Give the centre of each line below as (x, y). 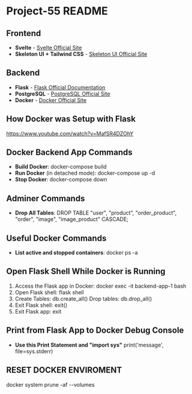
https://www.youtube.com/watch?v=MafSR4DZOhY (70, 133)
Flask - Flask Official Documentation (60, 87)
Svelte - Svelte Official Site (48, 47)
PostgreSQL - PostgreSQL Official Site (62, 94)
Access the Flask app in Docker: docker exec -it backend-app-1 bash (100, 286)
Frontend (24, 33)
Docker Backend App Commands (70, 152)
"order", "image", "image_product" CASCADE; (72, 219)
